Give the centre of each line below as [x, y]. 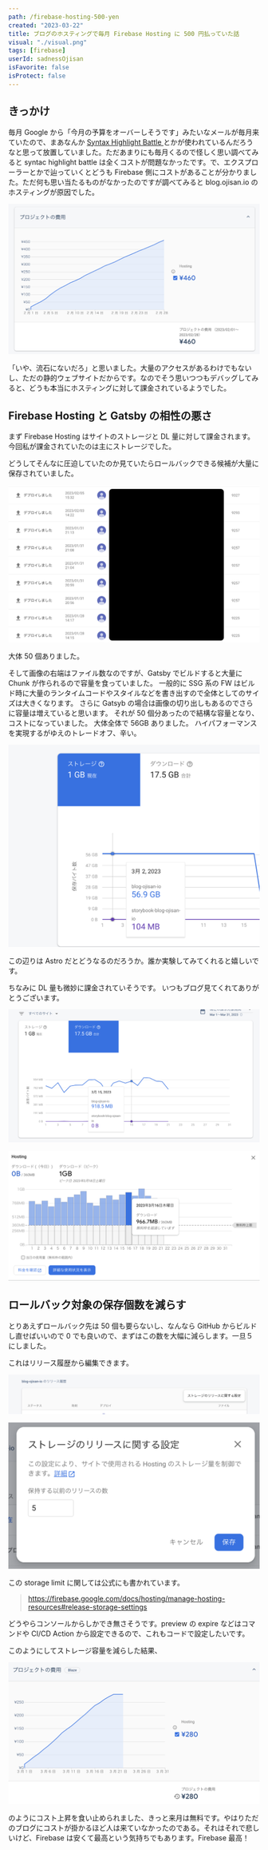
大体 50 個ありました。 [46, 656]
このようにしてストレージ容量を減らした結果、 [85, 1651]
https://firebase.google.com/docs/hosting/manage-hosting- [126, 1599]
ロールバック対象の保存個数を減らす [97, 1305]
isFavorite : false [39, 68]
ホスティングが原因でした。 [54, 192]
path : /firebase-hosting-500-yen [64, 17]
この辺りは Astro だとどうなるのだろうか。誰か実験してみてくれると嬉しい [130, 961]
